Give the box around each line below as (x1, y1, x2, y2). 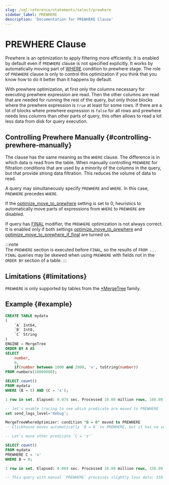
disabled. (5, 211, 24, 217)
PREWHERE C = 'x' (5, 452, 42, 457)
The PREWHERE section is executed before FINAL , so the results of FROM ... (5, 247, 157, 253)
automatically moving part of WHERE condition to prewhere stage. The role (5, 66, 161, 72)
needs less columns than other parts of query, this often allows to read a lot (5, 113, 162, 119)
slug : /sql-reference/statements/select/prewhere (5, 7, 112, 13)
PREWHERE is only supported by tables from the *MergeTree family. (5, 285, 141, 291)
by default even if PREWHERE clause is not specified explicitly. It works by (5, 60, 153, 66)
